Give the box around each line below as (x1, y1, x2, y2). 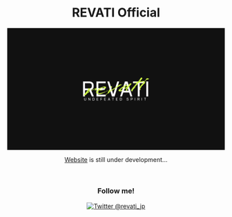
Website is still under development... (64, 156, 168, 164)
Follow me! (97, 186, 135, 196)
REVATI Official (71, 5, 161, 21)
